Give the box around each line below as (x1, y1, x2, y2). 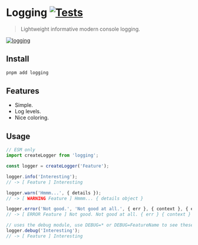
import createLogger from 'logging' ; (6, 152, 99, 159)
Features (6, 86, 39, 96)
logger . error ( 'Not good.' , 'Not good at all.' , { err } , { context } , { (6, 206, 189, 212)
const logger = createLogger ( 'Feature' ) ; (6, 163, 110, 169)
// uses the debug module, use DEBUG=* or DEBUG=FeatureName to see (6, 222, 178, 228)
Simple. (14, 102, 34, 109)
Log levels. (14, 108, 41, 115)
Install (6, 54, 29, 64)
